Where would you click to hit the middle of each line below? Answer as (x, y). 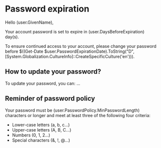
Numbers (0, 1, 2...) (31, 135)
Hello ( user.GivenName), (29, 22)
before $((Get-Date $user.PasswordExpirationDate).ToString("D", (70, 51)
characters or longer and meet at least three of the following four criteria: (78, 115)
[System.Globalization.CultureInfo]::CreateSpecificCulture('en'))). (70, 56)
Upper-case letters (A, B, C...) (42, 130)
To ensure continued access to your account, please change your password (81, 46)
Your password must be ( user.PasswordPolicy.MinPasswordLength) (73, 110)
